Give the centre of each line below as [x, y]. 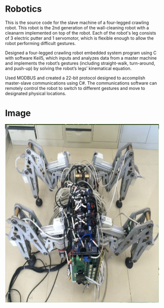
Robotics [24, 9]
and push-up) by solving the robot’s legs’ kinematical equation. [68, 68]
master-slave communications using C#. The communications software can [81, 83]
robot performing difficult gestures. [41, 43]
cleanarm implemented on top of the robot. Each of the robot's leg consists [81, 33]
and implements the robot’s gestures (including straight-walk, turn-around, [80, 63]
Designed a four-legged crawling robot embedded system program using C [81, 53]
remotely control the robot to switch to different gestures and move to [75, 88]
